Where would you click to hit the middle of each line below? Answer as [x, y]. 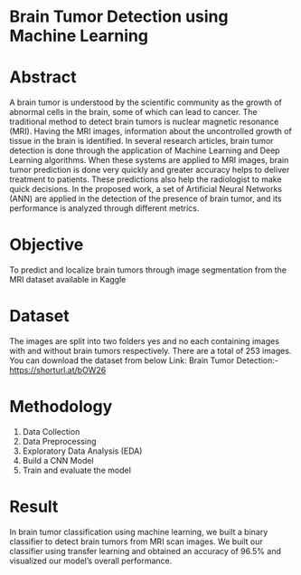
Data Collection [51, 431]
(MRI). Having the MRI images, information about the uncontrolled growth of [150, 131]
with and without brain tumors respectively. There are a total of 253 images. [150, 351]
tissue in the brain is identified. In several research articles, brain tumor [141, 141]
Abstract [43, 77]
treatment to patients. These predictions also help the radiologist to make [146, 179]
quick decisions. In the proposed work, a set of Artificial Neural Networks [146, 189]
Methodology [61, 407]
